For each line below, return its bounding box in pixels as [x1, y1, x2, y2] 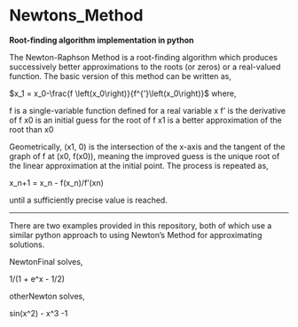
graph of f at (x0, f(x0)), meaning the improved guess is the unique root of [9, 150, 280, 161]
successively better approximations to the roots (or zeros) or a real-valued [9, 61, 281, 72]
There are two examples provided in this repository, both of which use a [9, 219, 272, 231]
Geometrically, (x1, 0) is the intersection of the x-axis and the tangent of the [9, 141, 286, 152]
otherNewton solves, [9, 291, 86, 301]
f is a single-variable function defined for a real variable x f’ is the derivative [9, 105, 286, 116]
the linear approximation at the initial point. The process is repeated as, [9, 160, 269, 171]
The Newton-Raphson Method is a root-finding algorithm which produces [9, 52, 278, 62]
